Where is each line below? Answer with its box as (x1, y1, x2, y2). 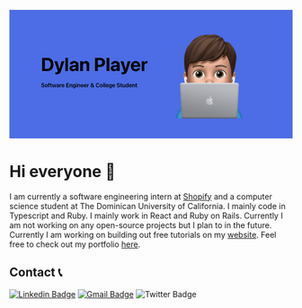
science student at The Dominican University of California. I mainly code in (9, 200, 286, 211)
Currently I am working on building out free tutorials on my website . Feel (9, 229, 277, 240)
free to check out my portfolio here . (9, 239, 141, 250)
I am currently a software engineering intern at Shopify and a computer (9, 190, 272, 202)
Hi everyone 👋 (9, 161, 116, 181)
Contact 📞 (9, 265, 63, 280)
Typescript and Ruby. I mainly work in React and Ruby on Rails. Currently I (9, 210, 283, 221)
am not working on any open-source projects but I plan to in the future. (9, 219, 272, 230)
